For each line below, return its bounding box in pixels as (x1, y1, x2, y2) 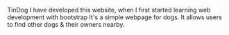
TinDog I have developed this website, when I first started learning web (7, 6, 211, 14)
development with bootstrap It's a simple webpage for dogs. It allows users (7, 13, 222, 21)
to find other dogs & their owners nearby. (7, 21, 125, 28)
